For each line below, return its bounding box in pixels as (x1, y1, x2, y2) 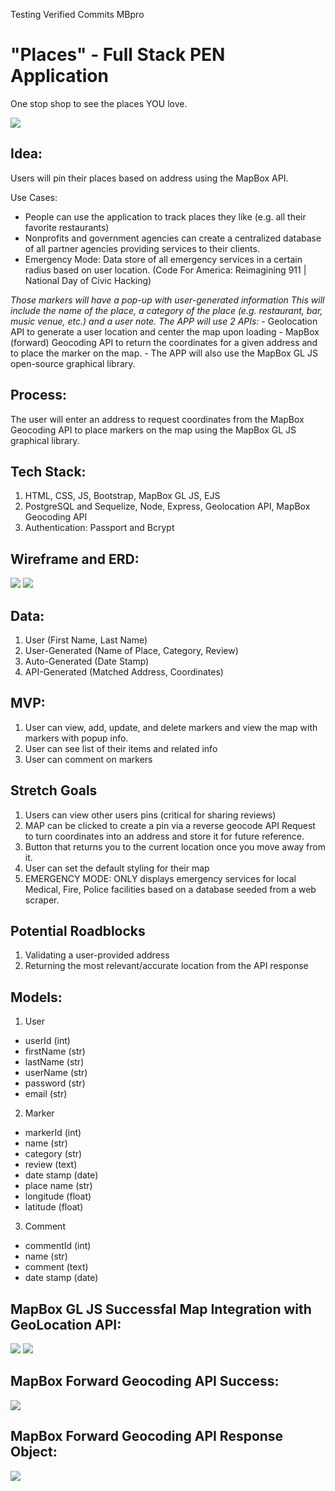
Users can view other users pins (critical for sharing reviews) (24, 809, 277, 821)
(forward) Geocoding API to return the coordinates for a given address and (10, 336, 318, 348)
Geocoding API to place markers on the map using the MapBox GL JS (10, 424, 297, 436)
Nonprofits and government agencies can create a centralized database (24, 232, 322, 244)
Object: (10, 1444, 58, 1461)
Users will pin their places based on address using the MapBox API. (10, 172, 289, 184)
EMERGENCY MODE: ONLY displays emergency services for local (24, 872, 297, 884)
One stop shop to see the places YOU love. (10, 97, 188, 109)
